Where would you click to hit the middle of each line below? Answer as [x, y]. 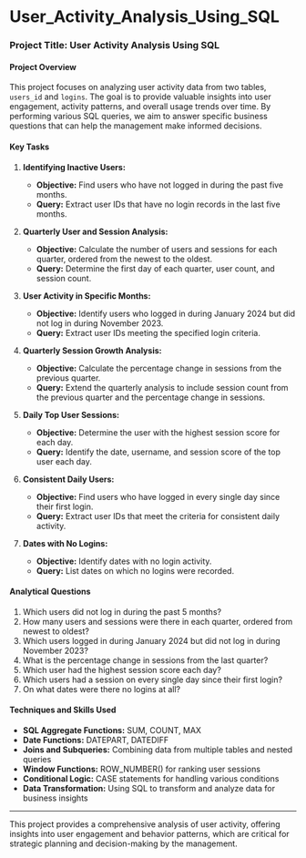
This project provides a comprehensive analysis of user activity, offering [145, 824]
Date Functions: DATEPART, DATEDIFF [96, 740]
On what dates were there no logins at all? [101, 689]
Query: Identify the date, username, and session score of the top [158, 452]
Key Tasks [30, 147]
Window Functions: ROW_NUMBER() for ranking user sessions [142, 769]
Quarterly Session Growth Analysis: [92, 350]
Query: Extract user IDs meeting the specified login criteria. [148, 332]
